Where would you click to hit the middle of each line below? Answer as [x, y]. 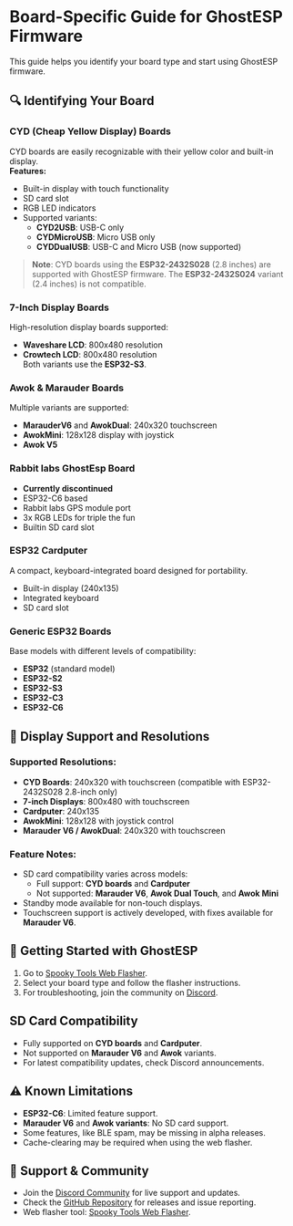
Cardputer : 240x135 [61, 811]
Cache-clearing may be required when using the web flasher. [137, 1142]
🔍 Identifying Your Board [82, 101]
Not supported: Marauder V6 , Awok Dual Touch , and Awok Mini [157, 894]
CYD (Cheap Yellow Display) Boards [90, 131]
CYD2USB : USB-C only [80, 227]
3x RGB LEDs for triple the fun [79, 517]
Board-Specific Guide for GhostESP [146, 17]
